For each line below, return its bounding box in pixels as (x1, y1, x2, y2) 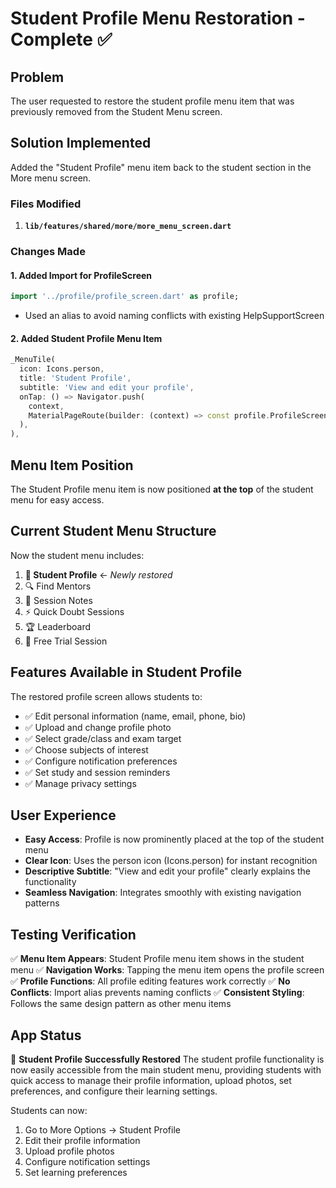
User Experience (10, 807, 117, 824)
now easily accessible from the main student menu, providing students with (10, 1064, 322, 1076)
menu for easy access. (10, 494, 105, 506)
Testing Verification (10, 926, 137, 943)
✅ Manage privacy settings (24, 777, 137, 789)
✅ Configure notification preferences (24, 755, 178, 767)
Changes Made (10, 245, 86, 259)
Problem (10, 68, 65, 86)
